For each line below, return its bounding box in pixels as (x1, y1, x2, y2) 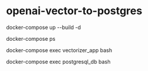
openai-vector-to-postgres (6, 4, 143, 18)
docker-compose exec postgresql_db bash (6, 58, 111, 65)
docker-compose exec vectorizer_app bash (6, 46, 112, 54)
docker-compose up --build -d (6, 24, 81, 31)
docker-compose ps (6, 35, 56, 42)
